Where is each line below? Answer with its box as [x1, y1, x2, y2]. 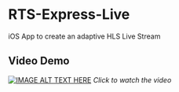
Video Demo [8, 54, 70, 68]
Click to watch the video [93, 75, 172, 84]
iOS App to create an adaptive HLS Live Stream [8, 31, 161, 41]
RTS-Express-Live [8, 6, 130, 24]
